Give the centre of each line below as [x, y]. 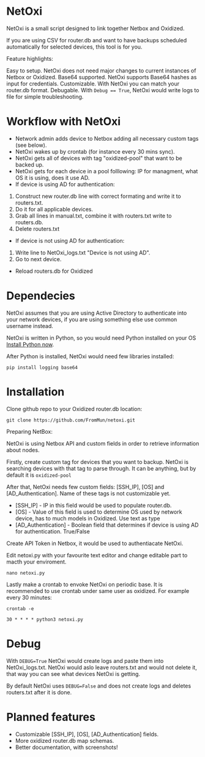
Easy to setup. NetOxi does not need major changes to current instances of [101, 70]
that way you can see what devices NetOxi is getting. [73, 673]
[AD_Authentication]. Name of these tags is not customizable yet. [88, 493]
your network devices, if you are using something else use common [92, 319]
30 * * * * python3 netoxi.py [45, 619]
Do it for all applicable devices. [54, 209]
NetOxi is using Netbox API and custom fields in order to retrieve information [103, 443]
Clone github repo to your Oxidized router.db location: [74, 409]
